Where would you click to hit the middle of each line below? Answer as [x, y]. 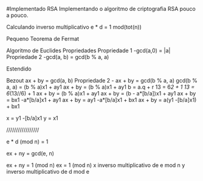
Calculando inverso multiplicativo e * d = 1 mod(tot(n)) [74, 27]
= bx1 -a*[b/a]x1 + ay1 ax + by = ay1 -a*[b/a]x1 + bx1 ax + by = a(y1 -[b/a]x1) [101, 100]
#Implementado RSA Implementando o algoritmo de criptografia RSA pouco [101, 9]
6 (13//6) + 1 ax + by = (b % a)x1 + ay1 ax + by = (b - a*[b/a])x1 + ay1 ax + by [101, 93]
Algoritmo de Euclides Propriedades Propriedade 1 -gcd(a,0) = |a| [88, 50]
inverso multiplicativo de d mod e [48, 172]
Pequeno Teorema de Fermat [43, 39]
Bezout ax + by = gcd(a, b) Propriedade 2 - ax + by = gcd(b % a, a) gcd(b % [102, 80]
